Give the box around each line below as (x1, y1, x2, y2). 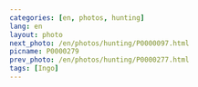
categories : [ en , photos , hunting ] (9, 13, 145, 23)
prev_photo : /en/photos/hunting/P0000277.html (9, 55, 190, 64)
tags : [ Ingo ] (9, 64, 59, 73)
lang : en (9, 22, 43, 31)
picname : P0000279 (9, 47, 79, 56)
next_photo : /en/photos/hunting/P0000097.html (9, 38, 190, 48)
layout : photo (9, 30, 64, 39)
